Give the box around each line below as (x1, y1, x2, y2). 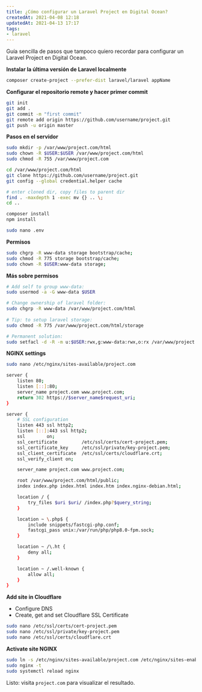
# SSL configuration (17, 416, 69, 423)
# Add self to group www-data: (6, 283, 85, 289)
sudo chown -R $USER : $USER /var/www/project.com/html (6, 150, 144, 156)
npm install (6, 217, 36, 223)
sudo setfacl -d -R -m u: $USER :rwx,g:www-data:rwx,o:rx (6, 339, 149, 345)
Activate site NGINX (6, 645, 57, 652)
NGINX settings (6, 350, 46, 357)
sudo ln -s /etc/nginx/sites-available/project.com (6, 656, 138, 663)
